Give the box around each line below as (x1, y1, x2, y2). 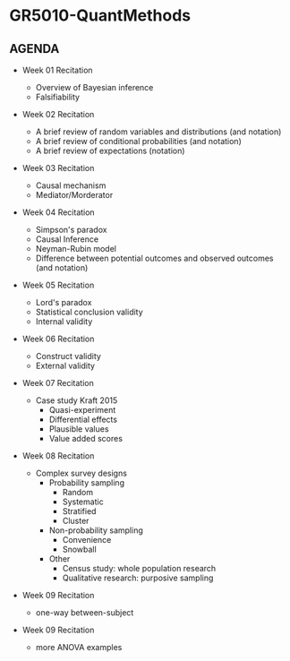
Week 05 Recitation (21, 279, 95, 290)
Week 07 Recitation (21, 378, 94, 388)
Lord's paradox (35, 297, 92, 307)
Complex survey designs (35, 468, 128, 478)
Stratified (62, 506, 97, 516)
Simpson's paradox (35, 225, 107, 235)
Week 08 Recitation (21, 451, 95, 461)
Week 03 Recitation (21, 163, 95, 173)
